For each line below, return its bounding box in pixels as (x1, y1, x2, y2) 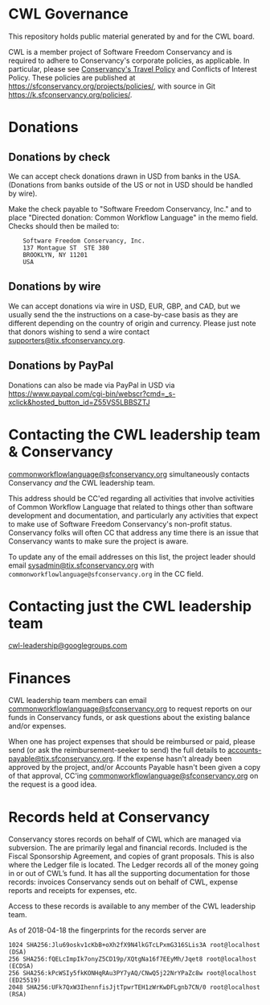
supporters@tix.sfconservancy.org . (8, 335, 126, 345)
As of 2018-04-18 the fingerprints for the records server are (8, 925, 207, 935)
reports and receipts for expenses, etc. (8, 886, 137, 895)
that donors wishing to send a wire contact (8, 327, 150, 337)
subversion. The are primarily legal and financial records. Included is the (8, 843, 247, 853)
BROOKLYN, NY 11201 (22, 250, 88, 258)
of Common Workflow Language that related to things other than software (8, 502, 253, 511)
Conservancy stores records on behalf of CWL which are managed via (8, 834, 242, 844)
